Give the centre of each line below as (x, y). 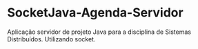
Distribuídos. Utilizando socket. (51, 39)
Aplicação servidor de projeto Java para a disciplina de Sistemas (99, 32)
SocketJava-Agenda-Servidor (96, 13)
